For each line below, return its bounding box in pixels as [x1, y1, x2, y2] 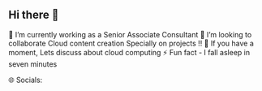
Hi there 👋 [8, 8, 59, 22]
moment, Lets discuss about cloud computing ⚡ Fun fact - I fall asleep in [8, 47, 250, 57]
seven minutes [8, 58, 58, 69]
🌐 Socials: [8, 75, 43, 84]
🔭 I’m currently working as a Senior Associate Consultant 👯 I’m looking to [8, 29, 252, 39]
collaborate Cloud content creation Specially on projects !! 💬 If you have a [8, 38, 254, 48]
